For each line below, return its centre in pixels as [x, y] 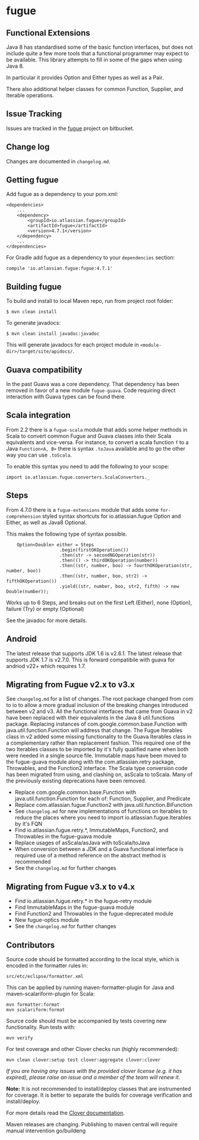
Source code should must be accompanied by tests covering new [86, 1021]
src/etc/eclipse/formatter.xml [45, 976]
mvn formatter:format [33, 1005]
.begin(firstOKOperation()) [94, 550]
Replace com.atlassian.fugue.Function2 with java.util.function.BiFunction [104, 805]
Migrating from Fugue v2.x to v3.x [70, 684]
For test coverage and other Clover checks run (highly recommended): [93, 1049]
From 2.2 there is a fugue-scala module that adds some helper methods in [97, 429]
